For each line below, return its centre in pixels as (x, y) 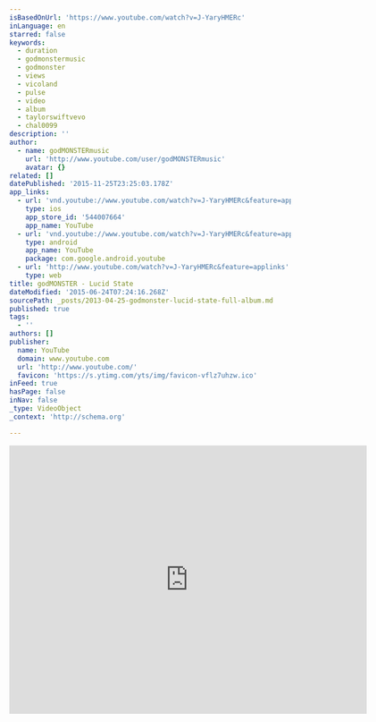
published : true (39, 309)
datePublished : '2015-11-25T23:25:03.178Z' (92, 184)
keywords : (28, 42)
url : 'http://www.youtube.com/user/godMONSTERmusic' (125, 159)
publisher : (29, 342)
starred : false (38, 34)
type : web (44, 276)
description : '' (39, 134)
